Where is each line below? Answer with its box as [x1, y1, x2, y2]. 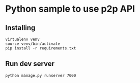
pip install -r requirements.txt [5, 46, 76, 51]
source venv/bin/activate [5, 41, 60, 46]
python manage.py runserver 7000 [5, 73, 76, 78]
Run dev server [5, 60, 55, 68]
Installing [5, 23, 36, 32]
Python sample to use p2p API [5, 3, 135, 15]
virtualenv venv [5, 37, 40, 42]
